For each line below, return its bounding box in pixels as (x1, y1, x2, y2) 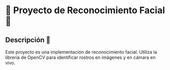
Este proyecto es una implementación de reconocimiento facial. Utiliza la (5, 49, 157, 55)
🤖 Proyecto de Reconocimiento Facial (5, 5, 165, 16)
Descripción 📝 (5, 36, 51, 44)
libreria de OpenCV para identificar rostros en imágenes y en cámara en (5, 54, 156, 60)
